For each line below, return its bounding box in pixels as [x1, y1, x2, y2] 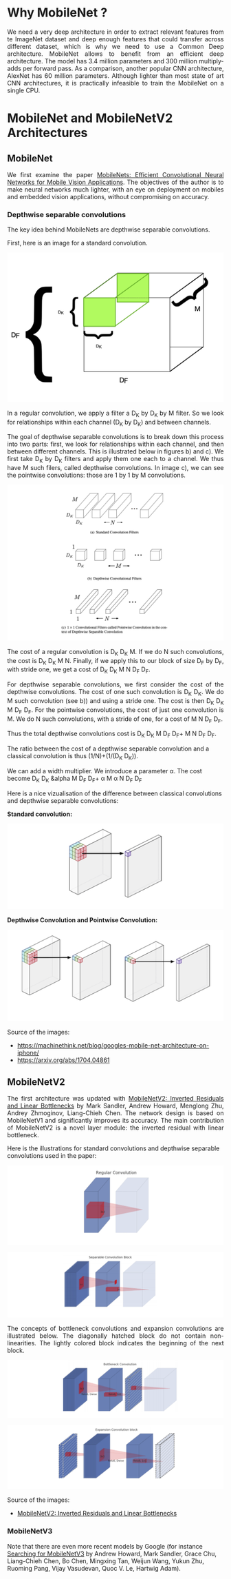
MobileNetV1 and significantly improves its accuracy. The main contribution [7, 1117, 224, 1125]
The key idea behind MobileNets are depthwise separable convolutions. [7, 225, 210, 234]
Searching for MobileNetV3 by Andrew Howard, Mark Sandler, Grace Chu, [7, 1549, 217, 1558]
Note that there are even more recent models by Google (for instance [7, 1542, 203, 1550]
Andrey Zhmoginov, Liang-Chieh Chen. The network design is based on [7, 1109, 224, 1117]
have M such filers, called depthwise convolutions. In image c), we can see [7, 464, 224, 472]
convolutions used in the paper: [7, 1152, 97, 1160]
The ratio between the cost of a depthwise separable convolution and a [7, 744, 210, 753]
